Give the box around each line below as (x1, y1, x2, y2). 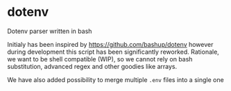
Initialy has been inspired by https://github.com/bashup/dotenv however (7, 40, 214, 48)
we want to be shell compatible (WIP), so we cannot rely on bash (7, 54, 193, 63)
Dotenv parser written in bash (7, 27, 92, 35)
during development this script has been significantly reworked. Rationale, (7, 48, 220, 56)
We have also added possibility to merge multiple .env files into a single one (7, 75, 224, 83)
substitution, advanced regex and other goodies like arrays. (7, 62, 178, 70)
